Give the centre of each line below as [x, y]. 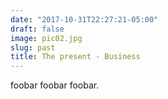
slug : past [33, 47]
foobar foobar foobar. [55, 85]
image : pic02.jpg [46, 38]
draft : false [37, 29]
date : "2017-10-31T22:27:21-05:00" [84, 19]
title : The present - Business [75, 57]
